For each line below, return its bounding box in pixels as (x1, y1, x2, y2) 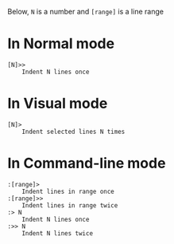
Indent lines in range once (21, 187, 114, 195)
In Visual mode (7, 95, 108, 112)
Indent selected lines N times (21, 128, 126, 136)
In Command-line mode (7, 155, 166, 172)
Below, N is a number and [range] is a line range (7, 7, 164, 16)
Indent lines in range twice (21, 201, 118, 210)
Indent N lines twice (21, 229, 93, 238)
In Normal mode (7, 35, 115, 53)
